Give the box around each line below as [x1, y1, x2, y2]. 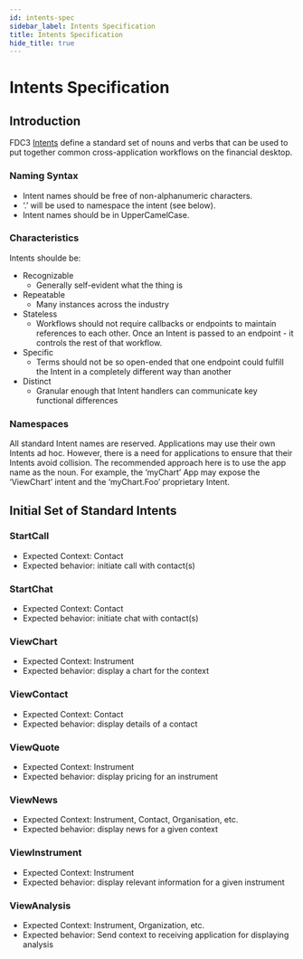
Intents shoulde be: [9, 252, 81, 263]
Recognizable [22, 270, 74, 280]
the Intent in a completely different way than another [35, 366, 232, 376]
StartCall [9, 530, 50, 543]
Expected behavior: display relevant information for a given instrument [22, 877, 285, 888]
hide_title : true [9, 38, 75, 48]
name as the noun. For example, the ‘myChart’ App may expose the [9, 467, 260, 478]
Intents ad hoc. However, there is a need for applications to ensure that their [9, 448, 293, 459]
